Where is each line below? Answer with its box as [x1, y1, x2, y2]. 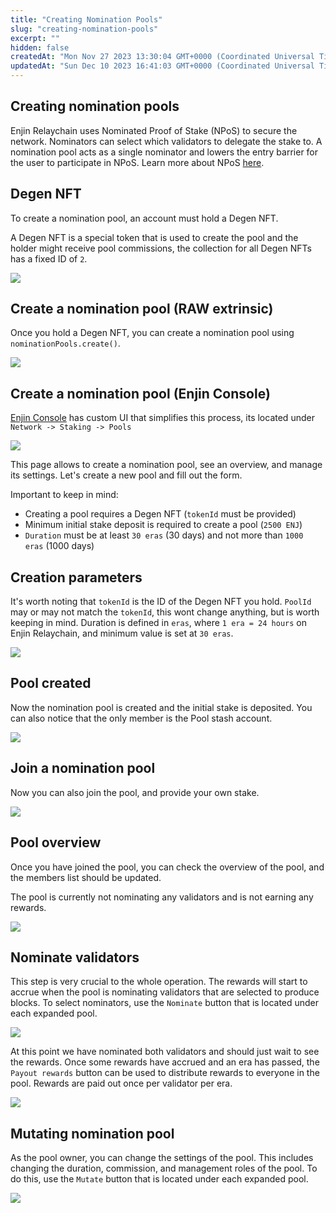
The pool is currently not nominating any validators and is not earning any [10, 891, 314, 903]
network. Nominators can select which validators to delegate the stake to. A [10, 135, 323, 147]
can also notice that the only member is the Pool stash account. [10, 712, 273, 724]
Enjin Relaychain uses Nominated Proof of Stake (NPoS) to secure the [10, 124, 298, 136]
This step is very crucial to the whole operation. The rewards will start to [10, 976, 308, 988]
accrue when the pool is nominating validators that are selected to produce [10, 986, 320, 998]
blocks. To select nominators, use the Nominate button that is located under [10, 997, 320, 1009]
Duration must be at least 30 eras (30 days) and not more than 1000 [24, 529, 304, 541]
